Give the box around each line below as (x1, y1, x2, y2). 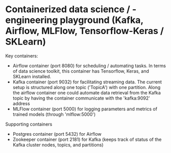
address (12, 100, 30, 106)
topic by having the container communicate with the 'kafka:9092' (12, 95, 151, 101)
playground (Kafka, (60, 14, 144, 26)
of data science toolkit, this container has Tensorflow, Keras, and (12, 68, 149, 74)
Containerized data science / (5, 4, 130, 15)
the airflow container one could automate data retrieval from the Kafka (12, 89, 161, 96)
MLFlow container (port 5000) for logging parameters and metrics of (12, 106, 157, 112)
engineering (5, 14, 58, 26)
